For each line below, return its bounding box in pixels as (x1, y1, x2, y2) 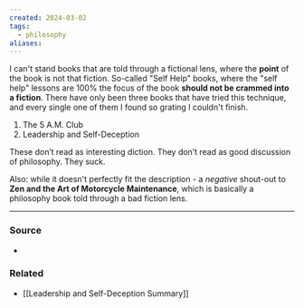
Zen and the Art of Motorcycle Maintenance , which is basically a (9, 183, 254, 195)
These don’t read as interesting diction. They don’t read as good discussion (9, 147, 291, 158)
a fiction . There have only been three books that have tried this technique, (9, 92, 287, 103)
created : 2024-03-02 (9, 13, 88, 23)
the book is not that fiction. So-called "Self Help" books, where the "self (9, 73, 278, 84)
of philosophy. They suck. (9, 156, 106, 168)
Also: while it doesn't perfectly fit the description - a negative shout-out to (9, 174, 287, 185)
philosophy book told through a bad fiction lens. (9, 193, 188, 204)
